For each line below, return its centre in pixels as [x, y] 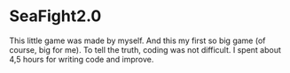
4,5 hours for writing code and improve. [82, 59]
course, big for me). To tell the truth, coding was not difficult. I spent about [145, 49]
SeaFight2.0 [55, 16]
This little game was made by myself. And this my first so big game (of [137, 40]
